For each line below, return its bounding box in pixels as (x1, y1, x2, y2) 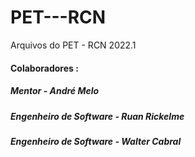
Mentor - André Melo (10, 85, 100, 97)
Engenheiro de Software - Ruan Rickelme (10, 110, 185, 122)
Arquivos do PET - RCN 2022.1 (10, 39, 137, 51)
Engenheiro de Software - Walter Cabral (10, 135, 182, 147)
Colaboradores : (10, 62, 79, 74)
